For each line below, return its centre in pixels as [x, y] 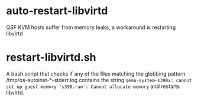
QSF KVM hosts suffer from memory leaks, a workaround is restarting [91, 27]
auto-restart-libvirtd [57, 11]
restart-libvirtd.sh [51, 58]
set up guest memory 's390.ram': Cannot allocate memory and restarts [93, 86]
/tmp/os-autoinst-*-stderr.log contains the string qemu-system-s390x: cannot [99, 80]
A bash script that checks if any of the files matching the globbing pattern [96, 74]
